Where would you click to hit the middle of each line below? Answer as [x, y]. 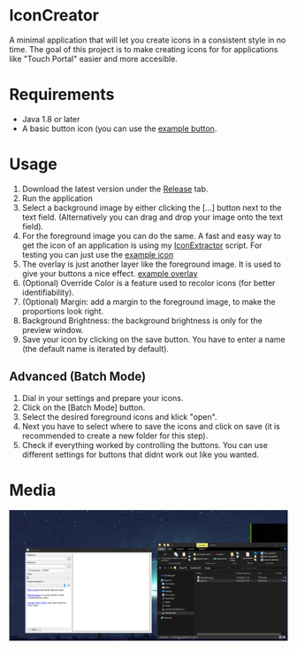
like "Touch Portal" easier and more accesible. [94, 58]
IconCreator [54, 15]
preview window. [53, 329]
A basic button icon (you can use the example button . [119, 128]
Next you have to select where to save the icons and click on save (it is [151, 426]
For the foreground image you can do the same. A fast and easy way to [151, 236]
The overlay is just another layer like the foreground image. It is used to [151, 264]
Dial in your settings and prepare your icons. [103, 398]
